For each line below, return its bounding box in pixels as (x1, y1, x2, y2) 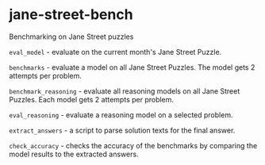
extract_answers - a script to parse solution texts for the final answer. (9, 125, 236, 135)
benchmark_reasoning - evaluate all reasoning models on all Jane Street (9, 86, 240, 96)
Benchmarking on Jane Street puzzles (9, 32, 134, 41)
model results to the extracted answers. (9, 149, 139, 159)
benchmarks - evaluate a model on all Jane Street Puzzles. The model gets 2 (9, 62, 255, 72)
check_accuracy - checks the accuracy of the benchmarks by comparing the (9, 140, 258, 150)
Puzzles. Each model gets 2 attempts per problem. (9, 94, 174, 104)
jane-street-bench (9, 6, 133, 24)
